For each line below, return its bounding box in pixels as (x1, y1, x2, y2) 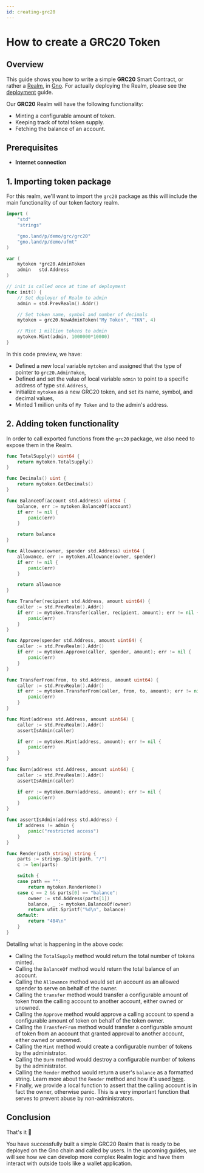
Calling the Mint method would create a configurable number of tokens (15, 1043, 192, 1050)
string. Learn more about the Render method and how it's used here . (15, 1075, 185, 1082)
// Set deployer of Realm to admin (17, 295, 107, 301)
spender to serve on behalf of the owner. (15, 984, 118, 992)
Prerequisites (6, 143, 58, 153)
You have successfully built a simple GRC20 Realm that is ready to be (6, 1140, 180, 1147)
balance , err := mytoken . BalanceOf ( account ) (17, 503, 132, 509)
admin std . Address (17, 267, 69, 273)
